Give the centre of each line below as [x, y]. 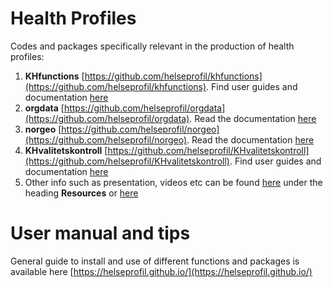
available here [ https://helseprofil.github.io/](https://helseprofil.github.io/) [161, 271]
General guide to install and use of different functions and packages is [155, 261]
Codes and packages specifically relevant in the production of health [152, 46]
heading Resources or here [81, 193]
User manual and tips [100, 233]
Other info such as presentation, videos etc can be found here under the [173, 182]
